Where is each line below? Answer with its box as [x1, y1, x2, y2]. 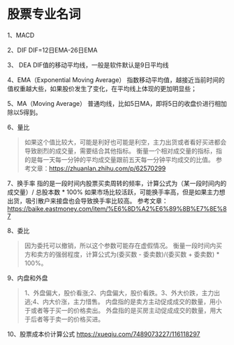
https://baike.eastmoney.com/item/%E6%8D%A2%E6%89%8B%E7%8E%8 [7, 204, 227, 212]
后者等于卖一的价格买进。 [30, 315, 105, 323]
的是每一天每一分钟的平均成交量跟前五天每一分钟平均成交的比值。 [24, 155, 214, 163]
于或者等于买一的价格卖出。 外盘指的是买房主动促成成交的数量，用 [24, 306, 217, 314]
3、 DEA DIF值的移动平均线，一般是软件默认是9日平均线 [7, 60, 169, 69]
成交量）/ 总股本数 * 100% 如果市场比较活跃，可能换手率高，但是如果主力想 [7, 187, 226, 196]
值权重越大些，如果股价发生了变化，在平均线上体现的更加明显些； [7, 84, 197, 93]
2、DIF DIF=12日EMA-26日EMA [7, 46, 98, 54]
